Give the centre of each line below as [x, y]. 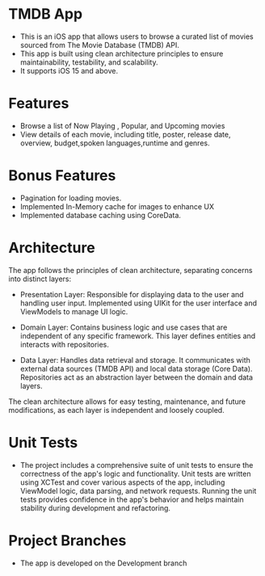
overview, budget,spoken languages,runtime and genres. [115, 143]
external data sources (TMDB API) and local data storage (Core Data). [136, 368]
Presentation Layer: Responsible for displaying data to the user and [132, 294]
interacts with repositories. [64, 344]
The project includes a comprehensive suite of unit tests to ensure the [137, 465]
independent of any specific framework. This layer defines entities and [138, 335]
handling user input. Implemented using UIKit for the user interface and [138, 303]
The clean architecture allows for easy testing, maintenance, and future [127, 402]
